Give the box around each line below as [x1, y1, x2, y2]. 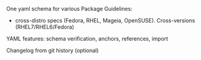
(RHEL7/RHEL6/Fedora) [15, 24, 75, 30]
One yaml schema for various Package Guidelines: [6, 5, 132, 12]
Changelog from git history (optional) [6, 47, 99, 54]
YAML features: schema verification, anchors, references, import [6, 35, 168, 42]
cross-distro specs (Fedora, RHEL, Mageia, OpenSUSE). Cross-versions [15, 17, 196, 24]
